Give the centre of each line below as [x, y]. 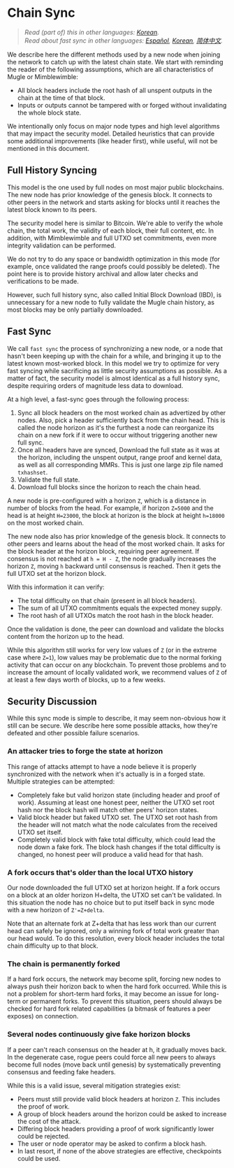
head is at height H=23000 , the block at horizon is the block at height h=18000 [116, 515]
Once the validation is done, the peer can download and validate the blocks [116, 629]
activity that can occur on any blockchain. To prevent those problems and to [117, 665]
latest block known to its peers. [52, 209]
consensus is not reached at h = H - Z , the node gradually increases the [112, 558]
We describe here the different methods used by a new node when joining [114, 55]
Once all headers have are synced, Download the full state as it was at [118, 449]
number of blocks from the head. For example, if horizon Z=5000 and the [111, 507]
